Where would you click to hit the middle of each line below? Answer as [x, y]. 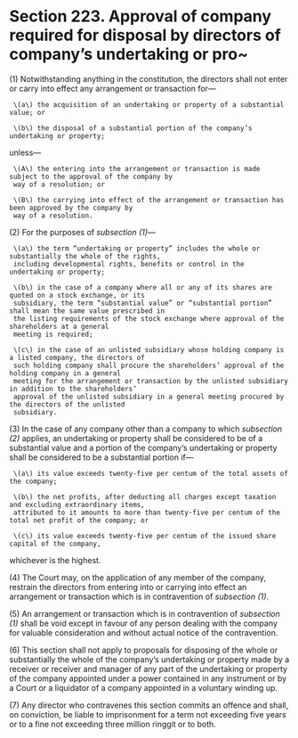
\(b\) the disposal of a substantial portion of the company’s [133, 128]
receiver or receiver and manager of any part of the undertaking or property [148, 668]
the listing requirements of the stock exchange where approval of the [149, 318]
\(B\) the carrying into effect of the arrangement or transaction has [149, 200]
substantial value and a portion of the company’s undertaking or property [143, 447]
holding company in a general [65, 373]
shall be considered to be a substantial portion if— [101, 457]
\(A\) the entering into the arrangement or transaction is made [137, 168]
